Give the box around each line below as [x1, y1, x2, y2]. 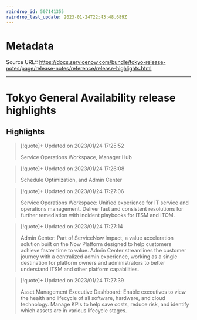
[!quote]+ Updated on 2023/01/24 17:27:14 [20, 223, 123, 230]
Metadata [6, 39, 54, 53]
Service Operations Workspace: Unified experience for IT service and [20, 199, 189, 206]
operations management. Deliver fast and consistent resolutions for [20, 206, 184, 213]
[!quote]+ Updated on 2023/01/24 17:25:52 [20, 142, 124, 150]
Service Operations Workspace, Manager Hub [20, 154, 132, 161]
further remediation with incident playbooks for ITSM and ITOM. [20, 212, 175, 219]
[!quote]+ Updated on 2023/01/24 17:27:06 [20, 188, 124, 195]
